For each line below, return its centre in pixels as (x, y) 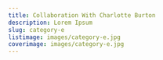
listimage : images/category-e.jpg (65, 37)
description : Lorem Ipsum (50, 23)
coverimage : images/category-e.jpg (66, 44)
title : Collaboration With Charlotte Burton (82, 15)
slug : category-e (36, 30)
